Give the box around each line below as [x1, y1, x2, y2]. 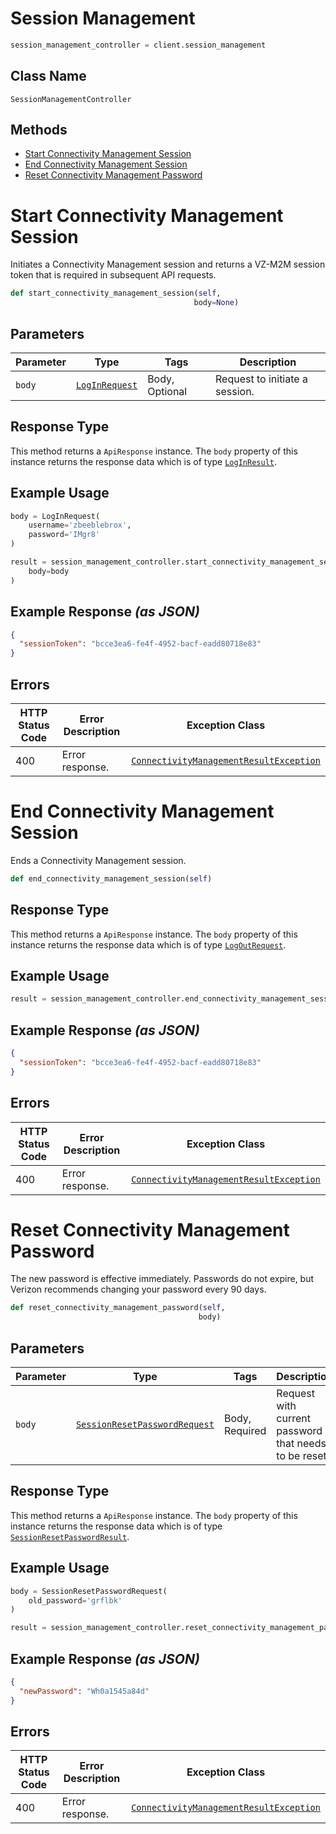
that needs [276, 1437, 327, 1450]
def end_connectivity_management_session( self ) [10, 873, 213, 884]
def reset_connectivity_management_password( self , [10, 1303, 226, 1313]
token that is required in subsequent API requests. [10, 269, 217, 281]
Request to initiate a [215, 372, 308, 386]
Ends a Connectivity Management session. [10, 854, 187, 866]
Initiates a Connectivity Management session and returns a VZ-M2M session [10, 258, 326, 271]
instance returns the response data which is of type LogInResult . [10, 455, 277, 467]
